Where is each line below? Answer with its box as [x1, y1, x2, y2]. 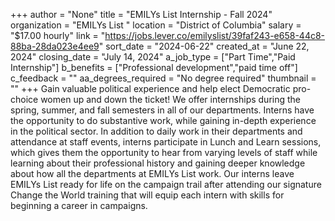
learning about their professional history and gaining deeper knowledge [10, 157, 306, 169]
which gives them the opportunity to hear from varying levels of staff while [10, 147, 318, 158]
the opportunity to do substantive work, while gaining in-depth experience [10, 115, 317, 126]
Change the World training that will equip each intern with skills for [10, 189, 285, 201]
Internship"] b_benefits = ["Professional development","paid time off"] [10, 62, 298, 73]
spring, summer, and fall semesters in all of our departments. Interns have [10, 104, 315, 116]
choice [10, 94, 39, 105]
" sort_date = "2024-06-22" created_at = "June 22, [98, 40, 310, 52]
